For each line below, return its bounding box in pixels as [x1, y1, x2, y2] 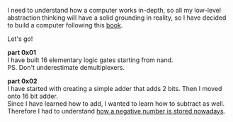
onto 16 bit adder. [7, 92, 58, 100]
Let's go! [7, 35, 33, 43]
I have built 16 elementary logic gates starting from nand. [7, 56, 174, 64]
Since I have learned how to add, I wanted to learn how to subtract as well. [7, 99, 225, 108]
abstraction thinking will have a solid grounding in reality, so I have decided [7, 13, 227, 22]
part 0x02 [7, 77, 38, 85]
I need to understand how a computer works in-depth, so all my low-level [7, 6, 222, 14]
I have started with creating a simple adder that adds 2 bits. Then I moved [7, 85, 222, 92]
